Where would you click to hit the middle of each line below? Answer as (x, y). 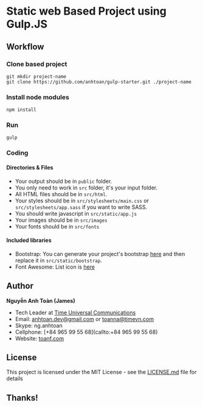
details (15, 378)
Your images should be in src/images (61, 220)
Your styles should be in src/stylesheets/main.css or (82, 200)
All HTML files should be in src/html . (61, 194)
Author (20, 286)
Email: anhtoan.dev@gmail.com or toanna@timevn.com (84, 319)
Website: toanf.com (40, 338)
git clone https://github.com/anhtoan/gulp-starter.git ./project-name (99, 82)
